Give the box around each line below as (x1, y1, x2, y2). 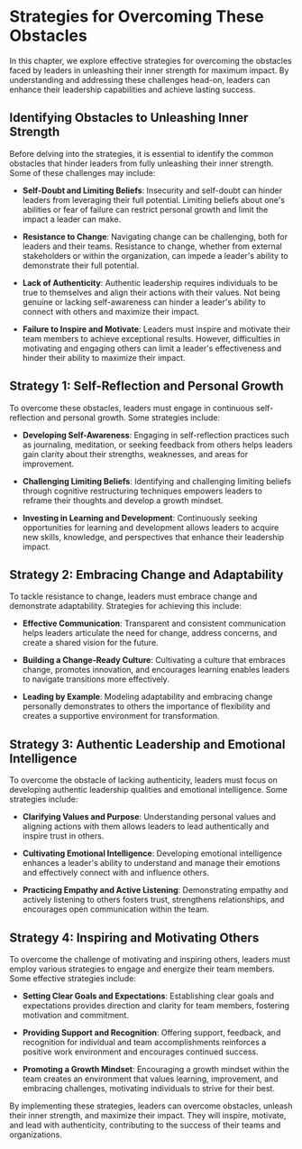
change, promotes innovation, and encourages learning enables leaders (22, 665, 290, 676)
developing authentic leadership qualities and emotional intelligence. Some (9, 785, 288, 795)
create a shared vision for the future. (22, 638, 160, 648)
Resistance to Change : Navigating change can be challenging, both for (22, 231, 288, 242)
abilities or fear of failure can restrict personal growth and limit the (22, 204, 269, 215)
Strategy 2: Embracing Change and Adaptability (9, 566, 284, 583)
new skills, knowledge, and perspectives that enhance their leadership (22, 531, 285, 542)
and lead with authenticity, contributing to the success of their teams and (9, 1120, 281, 1130)
